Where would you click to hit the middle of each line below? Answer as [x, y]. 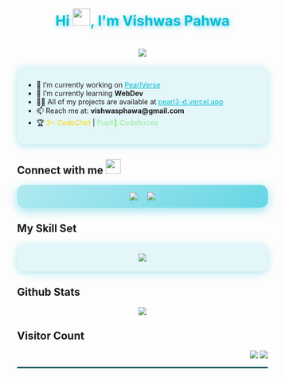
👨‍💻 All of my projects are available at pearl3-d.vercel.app [130, 102]
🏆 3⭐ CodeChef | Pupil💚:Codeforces [97, 122]
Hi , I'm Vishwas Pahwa [142, 21]
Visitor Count [51, 335]
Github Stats [49, 292]
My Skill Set [47, 229]
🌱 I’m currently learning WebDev [90, 93]
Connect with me [61, 170]
